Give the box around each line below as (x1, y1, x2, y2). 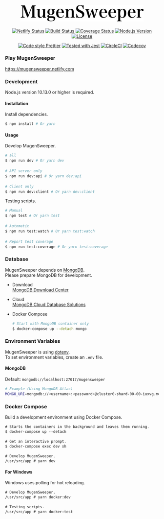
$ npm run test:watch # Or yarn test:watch (5, 229, 95, 234)
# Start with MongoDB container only (12, 321, 89, 326)
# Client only (5, 184, 34, 189)
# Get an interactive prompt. (5, 439, 67, 444)
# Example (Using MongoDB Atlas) (5, 386, 73, 391)
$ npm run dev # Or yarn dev (5, 158, 64, 163)
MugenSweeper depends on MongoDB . (5, 267, 85, 273)
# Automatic (5, 224, 29, 229)
